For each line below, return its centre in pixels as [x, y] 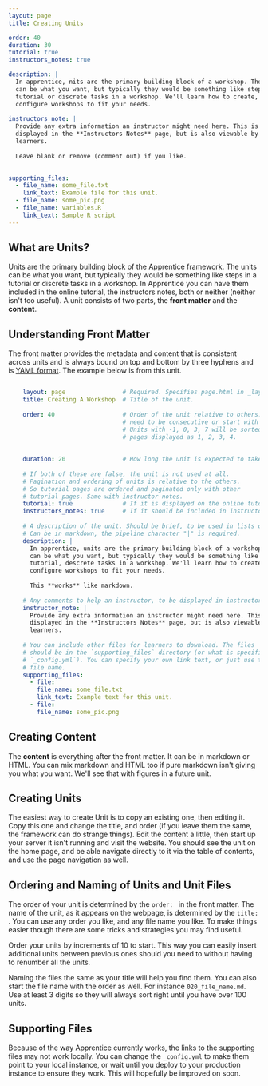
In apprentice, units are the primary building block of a [129, 549]
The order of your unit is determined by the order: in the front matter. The [131, 904]
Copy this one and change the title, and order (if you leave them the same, [130, 826]
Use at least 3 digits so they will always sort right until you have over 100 [128, 995]
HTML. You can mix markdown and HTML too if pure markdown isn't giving [132, 765]
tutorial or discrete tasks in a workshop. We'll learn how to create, [137, 97]
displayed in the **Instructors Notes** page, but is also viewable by [137, 134]
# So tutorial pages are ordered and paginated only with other [132, 489]
